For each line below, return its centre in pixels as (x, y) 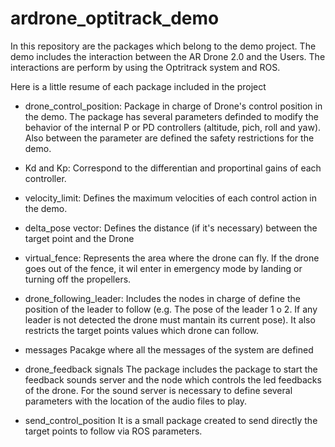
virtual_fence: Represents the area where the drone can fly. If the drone (172, 258)
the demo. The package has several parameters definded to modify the (171, 116)
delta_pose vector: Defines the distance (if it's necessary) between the (171, 228)
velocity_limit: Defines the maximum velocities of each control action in (171, 198)
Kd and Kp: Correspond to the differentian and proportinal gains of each (173, 168)
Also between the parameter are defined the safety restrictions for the (169, 138)
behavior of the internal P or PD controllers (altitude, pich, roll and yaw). (173, 127)
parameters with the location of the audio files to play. (136, 401)
